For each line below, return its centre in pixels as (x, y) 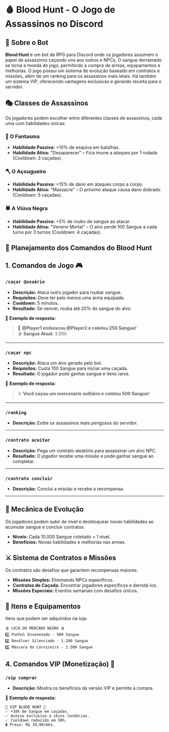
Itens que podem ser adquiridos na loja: (46, 618)
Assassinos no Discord (54, 24)
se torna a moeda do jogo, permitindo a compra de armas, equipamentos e (83, 65)
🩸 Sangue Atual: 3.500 (42, 333)
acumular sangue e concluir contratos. (45, 527)
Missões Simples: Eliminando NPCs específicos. (63, 580)
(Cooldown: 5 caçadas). (37, 195)
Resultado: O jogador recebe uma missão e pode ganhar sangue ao (83, 456)
